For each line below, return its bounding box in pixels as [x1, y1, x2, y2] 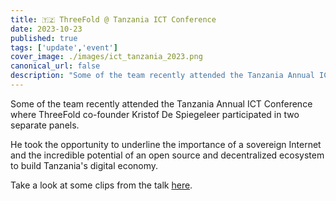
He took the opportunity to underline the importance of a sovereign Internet [10, 138, 322, 150]
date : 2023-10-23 [10, 24, 83, 34]
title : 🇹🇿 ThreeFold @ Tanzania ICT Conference [10, 14, 217, 25]
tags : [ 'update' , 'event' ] [10, 42, 118, 53]
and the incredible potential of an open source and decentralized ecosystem [10, 149, 325, 161]
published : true [10, 33, 78, 43]
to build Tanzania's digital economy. [10, 159, 159, 171]
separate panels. [10, 119, 80, 131]
